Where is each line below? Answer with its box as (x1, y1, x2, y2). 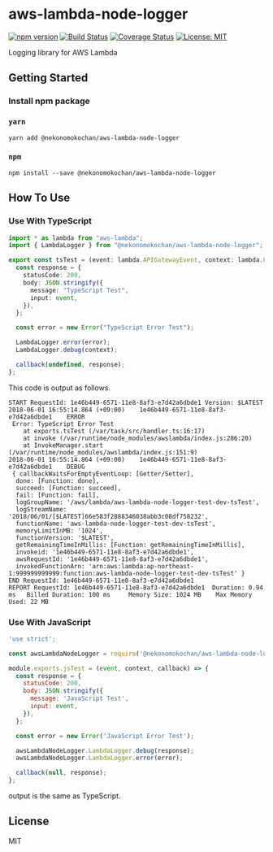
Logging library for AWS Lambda (8, 47, 118, 57)
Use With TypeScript (8, 215, 92, 227)
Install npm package (8, 95, 91, 106)
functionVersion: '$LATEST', (15, 533, 115, 541)
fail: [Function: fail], (15, 491, 100, 499)
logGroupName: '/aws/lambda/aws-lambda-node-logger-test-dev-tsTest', (15, 498, 260, 506)
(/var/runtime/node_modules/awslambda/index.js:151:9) (8, 448, 198, 456)
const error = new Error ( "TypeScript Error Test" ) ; (15, 324, 195, 332)
